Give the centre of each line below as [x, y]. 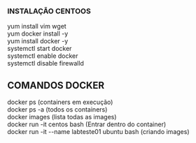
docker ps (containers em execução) [60, 102]
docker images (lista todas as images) [62, 117]
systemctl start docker [40, 49]
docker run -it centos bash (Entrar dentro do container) [87, 124]
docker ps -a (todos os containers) [57, 110]
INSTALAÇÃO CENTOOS [49, 11]
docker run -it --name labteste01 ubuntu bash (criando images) [98, 132]
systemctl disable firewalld [45, 63]
